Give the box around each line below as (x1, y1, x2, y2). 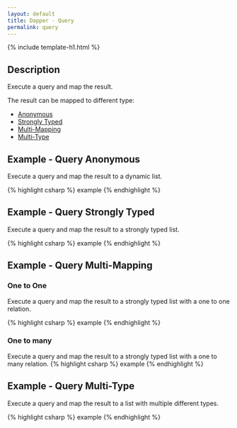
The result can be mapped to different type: (7, 97, 134, 105)
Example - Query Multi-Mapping (7, 260, 153, 272)
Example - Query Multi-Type (7, 380, 135, 393)
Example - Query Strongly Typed (7, 207, 155, 219)
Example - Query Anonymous (7, 153, 140, 165)
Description (7, 63, 60, 75)
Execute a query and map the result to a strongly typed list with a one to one (7, 297, 230, 305)
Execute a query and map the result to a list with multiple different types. (7, 399, 219, 407)
